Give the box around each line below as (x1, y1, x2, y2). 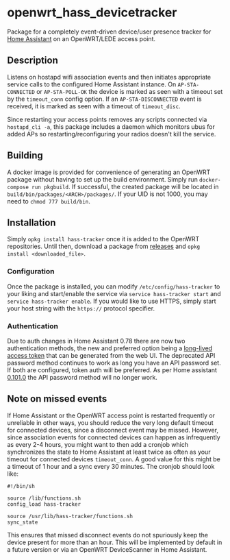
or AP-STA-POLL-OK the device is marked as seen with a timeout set (36, 87, 223, 95)
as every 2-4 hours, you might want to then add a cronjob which (7, 440, 189, 448)
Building (7, 149, 43, 162)
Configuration (7, 267, 55, 276)
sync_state (7, 519, 38, 526)
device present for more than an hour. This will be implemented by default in (7, 538, 222, 546)
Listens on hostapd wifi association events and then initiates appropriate (7, 73, 212, 81)
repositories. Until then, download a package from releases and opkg (7, 242, 201, 251)
